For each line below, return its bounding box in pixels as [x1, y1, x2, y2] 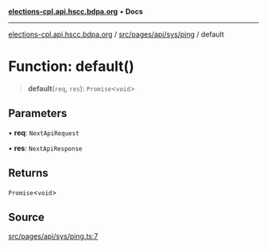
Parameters [8, 107, 68, 120]
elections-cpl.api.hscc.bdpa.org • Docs [8, 7, 143, 16]
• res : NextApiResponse [8, 143, 83, 153]
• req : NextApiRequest [8, 127, 79, 138]
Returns [8, 166, 49, 180]
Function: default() [8, 57, 135, 76]
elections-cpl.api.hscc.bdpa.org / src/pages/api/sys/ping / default [8, 29, 224, 39]
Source [8, 210, 45, 224]
